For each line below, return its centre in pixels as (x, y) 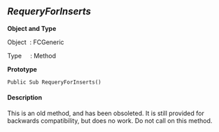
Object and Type (32, 28)
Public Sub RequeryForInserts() (54, 82)
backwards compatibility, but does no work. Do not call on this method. (110, 121)
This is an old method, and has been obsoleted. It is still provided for (106, 113)
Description (25, 98)
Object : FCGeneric (36, 42)
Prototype (22, 69)
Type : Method (32, 55)
